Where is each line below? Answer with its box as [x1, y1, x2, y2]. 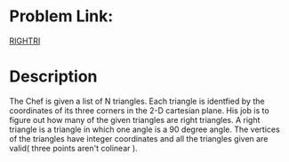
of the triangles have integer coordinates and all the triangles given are [9, 133, 269, 143]
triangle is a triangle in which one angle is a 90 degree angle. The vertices [9, 124, 280, 135]
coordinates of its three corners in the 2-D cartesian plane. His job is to [9, 104, 269, 116]
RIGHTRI [9, 35, 41, 46]
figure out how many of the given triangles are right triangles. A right [9, 114, 261, 125]
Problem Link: [9, 6, 114, 27]
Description [9, 66, 98, 87]
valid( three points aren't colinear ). [9, 143, 138, 153]
